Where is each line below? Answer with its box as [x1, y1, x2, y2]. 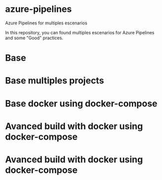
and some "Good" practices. [5, 35, 63, 41]
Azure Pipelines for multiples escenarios [5, 20, 88, 26]
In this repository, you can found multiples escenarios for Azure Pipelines [5, 29, 155, 35]
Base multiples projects [5, 75, 104, 87]
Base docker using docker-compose [5, 98, 158, 109]
